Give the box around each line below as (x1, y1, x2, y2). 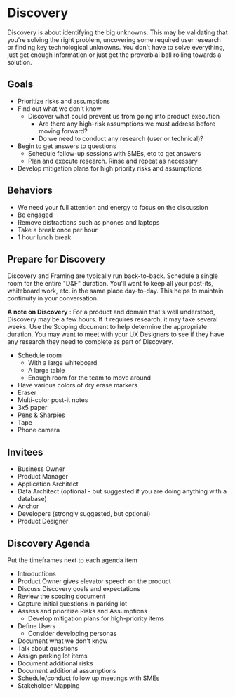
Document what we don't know (17, 637, 108, 645)
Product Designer (17, 517, 69, 526)
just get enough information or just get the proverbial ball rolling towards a (7, 51, 222, 59)
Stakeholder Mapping (17, 682, 80, 689)
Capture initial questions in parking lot (17, 599, 128, 608)
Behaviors (7, 185, 53, 197)
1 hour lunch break (17, 233, 72, 241)
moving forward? (38, 126, 88, 135)
